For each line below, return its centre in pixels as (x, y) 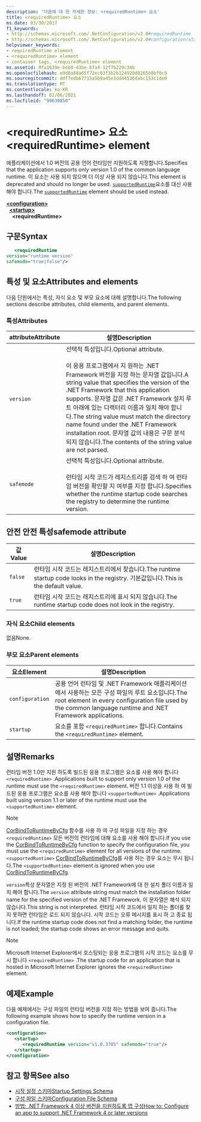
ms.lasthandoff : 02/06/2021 (41, 95)
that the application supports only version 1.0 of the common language (93, 169)
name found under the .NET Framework (121, 424)
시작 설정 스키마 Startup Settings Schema (64, 1091)
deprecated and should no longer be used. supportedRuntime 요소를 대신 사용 (99, 184)
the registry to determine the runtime (117, 501)
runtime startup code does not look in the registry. (104, 604)
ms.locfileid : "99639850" (38, 101)
